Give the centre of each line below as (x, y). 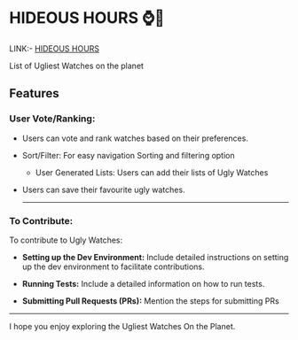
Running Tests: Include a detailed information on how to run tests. (143, 283)
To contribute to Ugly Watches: (66, 240)
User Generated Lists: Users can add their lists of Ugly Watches (152, 172)
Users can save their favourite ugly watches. (103, 189)
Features (34, 93)
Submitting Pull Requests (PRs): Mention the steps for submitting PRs (150, 301)
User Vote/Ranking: (52, 119)
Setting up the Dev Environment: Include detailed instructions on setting (155, 257)
